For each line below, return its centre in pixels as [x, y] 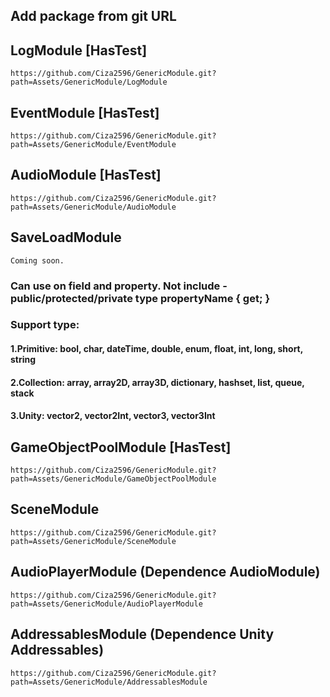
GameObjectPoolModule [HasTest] [121, 447]
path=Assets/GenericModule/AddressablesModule [109, 682]
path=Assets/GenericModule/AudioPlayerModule [106, 604]
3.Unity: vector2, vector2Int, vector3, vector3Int [113, 416]
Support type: [45, 325]
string [23, 360]
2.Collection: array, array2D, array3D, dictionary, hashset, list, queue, [157, 382]
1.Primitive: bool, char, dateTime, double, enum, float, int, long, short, [156, 349]
